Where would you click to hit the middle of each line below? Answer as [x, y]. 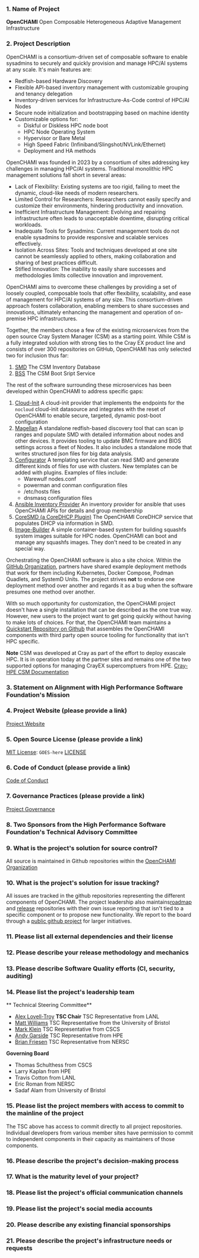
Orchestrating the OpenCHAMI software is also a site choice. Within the [94, 560]
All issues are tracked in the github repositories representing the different [96, 896]
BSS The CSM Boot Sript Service [55, 373]
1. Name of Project [33, 9]
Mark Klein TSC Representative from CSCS [67, 1029]
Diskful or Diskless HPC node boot [66, 125]
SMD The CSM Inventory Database [58, 367]
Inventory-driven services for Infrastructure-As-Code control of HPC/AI [102, 100]
